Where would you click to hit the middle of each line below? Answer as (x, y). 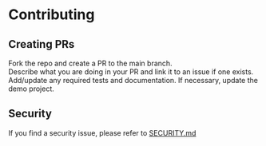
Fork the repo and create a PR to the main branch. (91, 63)
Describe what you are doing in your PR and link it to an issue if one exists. (131, 72)
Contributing (52, 15)
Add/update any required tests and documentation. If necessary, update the (133, 80)
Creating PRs (42, 44)
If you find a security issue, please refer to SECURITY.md (102, 132)
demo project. (31, 89)
